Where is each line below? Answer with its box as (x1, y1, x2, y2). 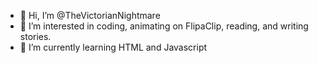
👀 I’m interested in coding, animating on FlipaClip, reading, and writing (19, 20, 309, 32)
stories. (19, 31, 52, 42)
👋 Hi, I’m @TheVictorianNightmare (19, 10, 161, 21)
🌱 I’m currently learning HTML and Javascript (19, 41, 208, 53)
